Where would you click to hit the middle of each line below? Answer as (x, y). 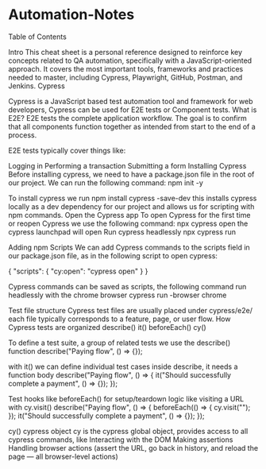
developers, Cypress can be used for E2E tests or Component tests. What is (133, 110)
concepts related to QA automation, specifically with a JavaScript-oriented (130, 60)
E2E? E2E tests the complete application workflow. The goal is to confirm (128, 118)
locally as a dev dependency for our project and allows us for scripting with (131, 206)
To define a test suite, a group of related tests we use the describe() (120, 343)
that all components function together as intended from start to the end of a (132, 126)
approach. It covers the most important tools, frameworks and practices (126, 68)
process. (23, 135)
